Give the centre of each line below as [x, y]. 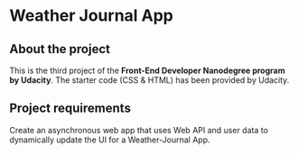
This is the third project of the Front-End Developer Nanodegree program [148, 70]
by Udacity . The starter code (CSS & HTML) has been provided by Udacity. [149, 80]
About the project [60, 49]
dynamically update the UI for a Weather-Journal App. [110, 140]
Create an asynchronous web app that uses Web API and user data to [139, 130]
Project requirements [70, 109]
